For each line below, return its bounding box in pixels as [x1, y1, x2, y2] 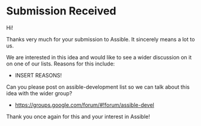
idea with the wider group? [6, 89, 73, 97]
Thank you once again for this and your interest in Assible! [6, 113, 150, 120]
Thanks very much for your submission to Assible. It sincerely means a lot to [6, 35, 195, 43]
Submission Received [6, 4, 116, 18]
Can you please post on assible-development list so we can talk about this [6, 83, 190, 91]
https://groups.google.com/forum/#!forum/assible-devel [14, 101, 155, 109]
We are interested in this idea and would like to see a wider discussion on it [6, 53, 192, 61]
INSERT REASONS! [14, 71, 62, 79]
